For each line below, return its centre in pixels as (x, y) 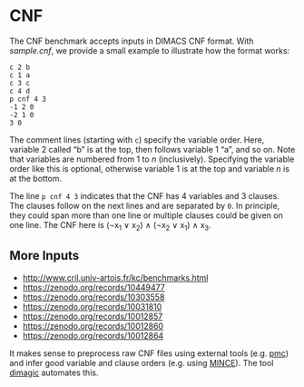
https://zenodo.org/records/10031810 (92, 306)
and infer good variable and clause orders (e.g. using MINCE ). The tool (142, 362)
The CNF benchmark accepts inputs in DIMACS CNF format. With (132, 41)
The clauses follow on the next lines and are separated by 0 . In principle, (145, 205)
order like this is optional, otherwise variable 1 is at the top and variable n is (150, 168)
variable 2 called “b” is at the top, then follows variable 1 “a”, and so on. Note (152, 149)
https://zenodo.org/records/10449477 (93, 287)
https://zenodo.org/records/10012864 (93, 335)
